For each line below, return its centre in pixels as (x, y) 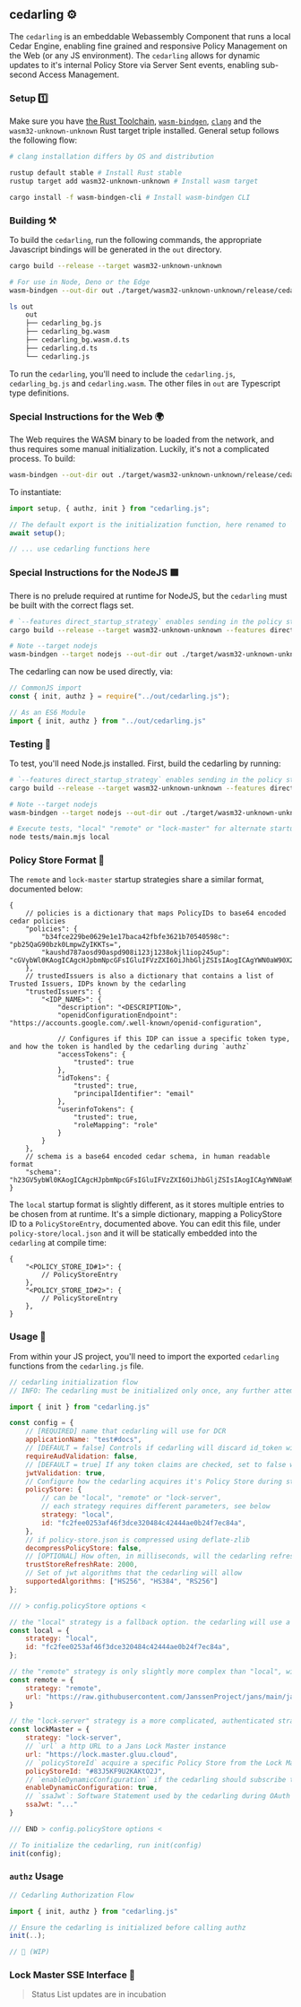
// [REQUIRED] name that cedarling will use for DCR (126, 1431)
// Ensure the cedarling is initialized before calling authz (128, 1927)
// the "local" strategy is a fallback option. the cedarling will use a (150, 1622)
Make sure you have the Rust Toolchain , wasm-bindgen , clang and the (135, 121)
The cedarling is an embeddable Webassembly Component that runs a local (150, 36)
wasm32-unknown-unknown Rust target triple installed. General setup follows (144, 131)
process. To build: (43, 458)
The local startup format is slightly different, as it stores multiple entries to (147, 1204)
